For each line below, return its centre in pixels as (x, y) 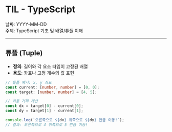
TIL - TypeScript (40, 9)
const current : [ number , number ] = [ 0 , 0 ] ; (52, 87)
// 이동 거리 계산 (22, 101)
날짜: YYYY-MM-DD (26, 24)
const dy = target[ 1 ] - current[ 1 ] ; (44, 111)
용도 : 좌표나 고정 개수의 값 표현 (43, 73)
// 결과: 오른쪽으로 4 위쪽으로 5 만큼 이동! (47, 125)
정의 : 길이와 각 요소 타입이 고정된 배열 (50, 66)
